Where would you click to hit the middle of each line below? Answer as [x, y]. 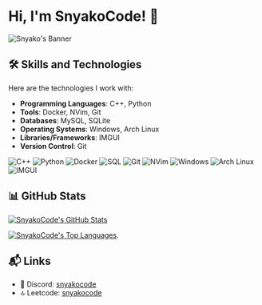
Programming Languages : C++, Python [85, 103]
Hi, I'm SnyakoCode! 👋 [83, 16]
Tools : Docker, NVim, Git [60, 112]
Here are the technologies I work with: [71, 88]
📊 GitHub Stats [47, 197]
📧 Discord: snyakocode [58, 284]
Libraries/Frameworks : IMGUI [69, 137]
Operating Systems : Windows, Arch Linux [89, 129]
